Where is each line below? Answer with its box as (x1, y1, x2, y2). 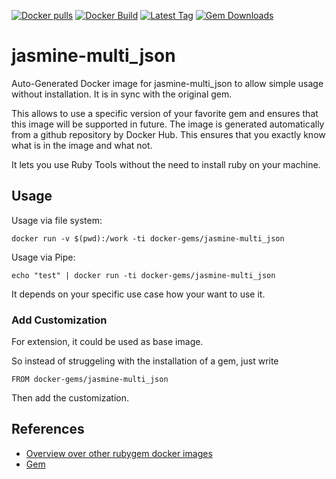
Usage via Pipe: (11, 251, 76, 263)
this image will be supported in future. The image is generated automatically (11, 118, 325, 130)
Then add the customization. (11, 392, 130, 404)
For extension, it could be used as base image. (11, 336, 204, 348)
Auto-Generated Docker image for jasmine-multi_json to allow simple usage (11, 77, 324, 89)
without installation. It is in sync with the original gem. (11, 88, 233, 100)
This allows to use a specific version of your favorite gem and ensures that (11, 107, 319, 119)
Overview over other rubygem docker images (25, 447, 213, 459)
